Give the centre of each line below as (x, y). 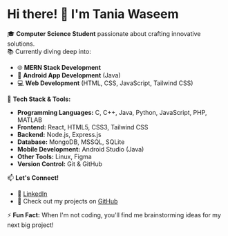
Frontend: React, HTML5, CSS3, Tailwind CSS (83, 127)
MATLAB (30, 120)
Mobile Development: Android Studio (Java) (80, 149)
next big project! (30, 225)
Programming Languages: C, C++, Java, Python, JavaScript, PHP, (112, 112)
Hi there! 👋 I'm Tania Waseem (93, 14)
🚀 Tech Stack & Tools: (39, 99)
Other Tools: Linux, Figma (54, 156)
